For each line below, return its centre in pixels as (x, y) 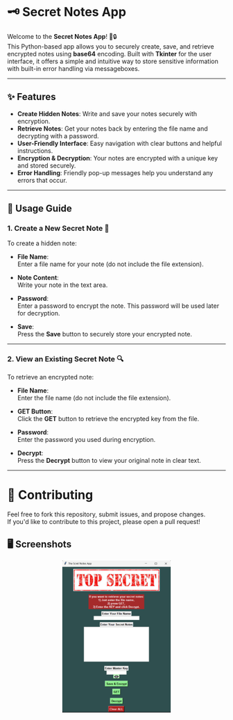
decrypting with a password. (58, 136)
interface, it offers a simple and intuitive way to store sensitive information (113, 61)
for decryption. (38, 313)
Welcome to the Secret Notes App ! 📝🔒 (62, 36)
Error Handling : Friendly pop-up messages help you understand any (115, 172)
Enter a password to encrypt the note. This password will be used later (118, 306)
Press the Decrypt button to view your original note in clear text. (109, 460)
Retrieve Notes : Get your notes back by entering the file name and (112, 129)
